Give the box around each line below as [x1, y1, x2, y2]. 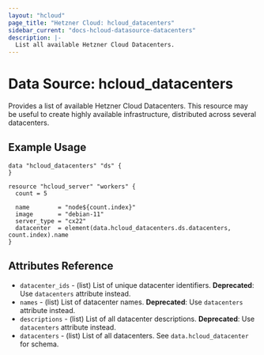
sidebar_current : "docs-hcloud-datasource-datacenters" [8, 26, 196, 34]
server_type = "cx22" [15, 217, 87, 225]
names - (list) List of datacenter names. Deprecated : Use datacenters [19, 297, 243, 307]
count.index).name [8, 231, 69, 239]
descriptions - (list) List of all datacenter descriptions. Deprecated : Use [19, 314, 255, 323]
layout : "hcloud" [8, 11, 66, 20]
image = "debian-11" [15, 210, 104, 218]
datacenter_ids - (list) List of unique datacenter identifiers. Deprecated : [19, 280, 255, 289]
